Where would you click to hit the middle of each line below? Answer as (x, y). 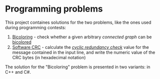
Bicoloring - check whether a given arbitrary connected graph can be (82, 37)
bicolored (22, 42)
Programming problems (54, 9)
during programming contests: (36, 27)
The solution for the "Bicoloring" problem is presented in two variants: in (78, 67)
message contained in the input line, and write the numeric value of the (83, 52)
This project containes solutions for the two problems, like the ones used (78, 22)
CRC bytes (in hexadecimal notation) (49, 57)
